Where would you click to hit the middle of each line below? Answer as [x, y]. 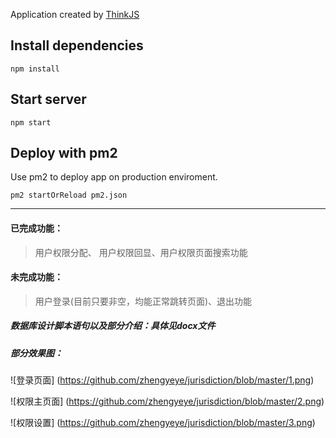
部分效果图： [36, 353]
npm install [35, 69]
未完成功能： [36, 277]
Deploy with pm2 [64, 153]
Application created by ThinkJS [75, 14]
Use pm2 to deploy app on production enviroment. [114, 177]
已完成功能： [36, 228]
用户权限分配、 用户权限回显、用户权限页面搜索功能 [141, 252]
